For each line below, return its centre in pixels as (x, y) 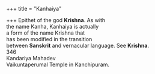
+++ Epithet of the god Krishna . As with (56, 20)
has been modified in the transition (49, 39)
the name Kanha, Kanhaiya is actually (53, 27)
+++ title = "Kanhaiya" (34, 9)
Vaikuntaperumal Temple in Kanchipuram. (58, 64)
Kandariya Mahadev (31, 58)
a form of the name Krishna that (46, 33)
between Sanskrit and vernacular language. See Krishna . (77, 45)
